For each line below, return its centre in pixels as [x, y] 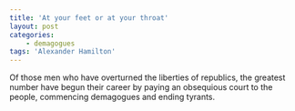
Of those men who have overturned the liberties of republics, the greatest [147, 77]
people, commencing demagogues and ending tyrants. [112, 97]
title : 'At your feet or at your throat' [89, 18]
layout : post [34, 26]
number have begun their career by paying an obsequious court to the [141, 87]
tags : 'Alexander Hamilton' [63, 52]
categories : [32, 35]
